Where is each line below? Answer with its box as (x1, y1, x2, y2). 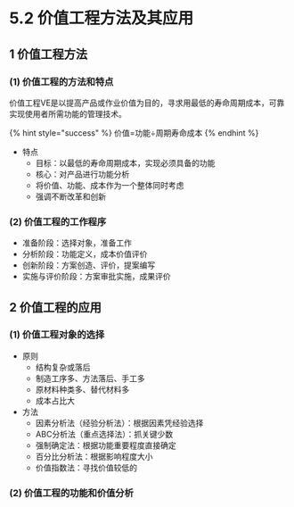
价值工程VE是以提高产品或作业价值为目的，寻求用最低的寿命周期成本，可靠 (9, 97, 285, 108)
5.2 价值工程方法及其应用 (9, 8, 194, 29)
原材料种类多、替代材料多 (35, 384, 130, 395)
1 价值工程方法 (9, 46, 88, 62)
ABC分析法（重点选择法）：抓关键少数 (35, 428, 174, 439)
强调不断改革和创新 (35, 191, 107, 202)
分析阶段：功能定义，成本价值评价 (21, 249, 148, 260)
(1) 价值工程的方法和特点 (9, 75, 114, 87)
